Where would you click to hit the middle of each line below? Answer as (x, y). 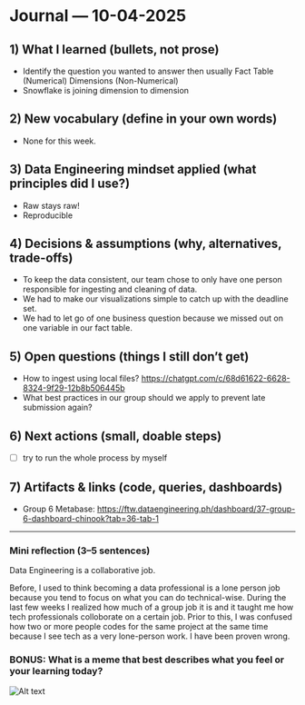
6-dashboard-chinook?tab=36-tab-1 (90, 518)
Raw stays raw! (51, 205)
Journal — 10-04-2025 (98, 16)
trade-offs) (41, 258)
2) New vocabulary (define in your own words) (143, 119)
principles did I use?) (69, 184)
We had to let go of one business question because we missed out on (153, 318)
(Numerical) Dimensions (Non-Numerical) (100, 81)
